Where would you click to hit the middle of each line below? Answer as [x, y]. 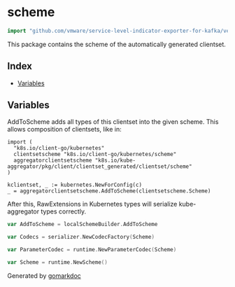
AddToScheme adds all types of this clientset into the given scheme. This [113, 122]
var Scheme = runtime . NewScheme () [58, 262]
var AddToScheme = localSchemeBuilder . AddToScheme [83, 225]
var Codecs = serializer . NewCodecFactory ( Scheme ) [81, 237]
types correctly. [63, 211]
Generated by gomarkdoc [44, 275]
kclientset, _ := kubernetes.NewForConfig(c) [74, 185]
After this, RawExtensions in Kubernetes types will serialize [92, 204]
